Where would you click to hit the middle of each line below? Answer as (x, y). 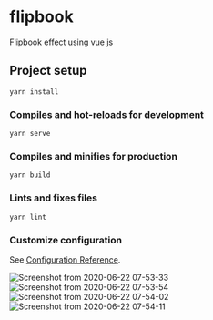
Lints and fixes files (54, 198)
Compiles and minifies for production (93, 156)
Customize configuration (66, 240)
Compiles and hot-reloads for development (107, 114)
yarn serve (30, 134)
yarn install (34, 92)
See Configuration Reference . (65, 259)
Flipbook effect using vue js (61, 42)
